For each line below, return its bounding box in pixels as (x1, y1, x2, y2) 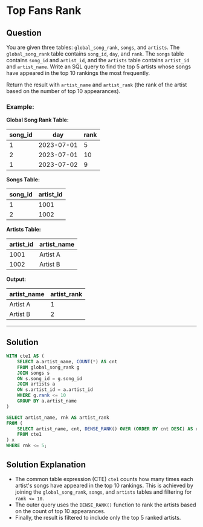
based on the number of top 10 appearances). (6, 88, 121, 94)
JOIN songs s (17, 370, 50, 376)
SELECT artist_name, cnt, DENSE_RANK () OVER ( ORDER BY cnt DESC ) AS (17, 425, 193, 432)
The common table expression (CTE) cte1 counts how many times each (14, 475, 193, 482)
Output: (6, 276, 26, 283)
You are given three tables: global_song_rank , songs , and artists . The (6, 44, 180, 51)
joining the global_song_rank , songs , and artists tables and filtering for (14, 488, 192, 496)
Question (6, 28, 42, 38)
